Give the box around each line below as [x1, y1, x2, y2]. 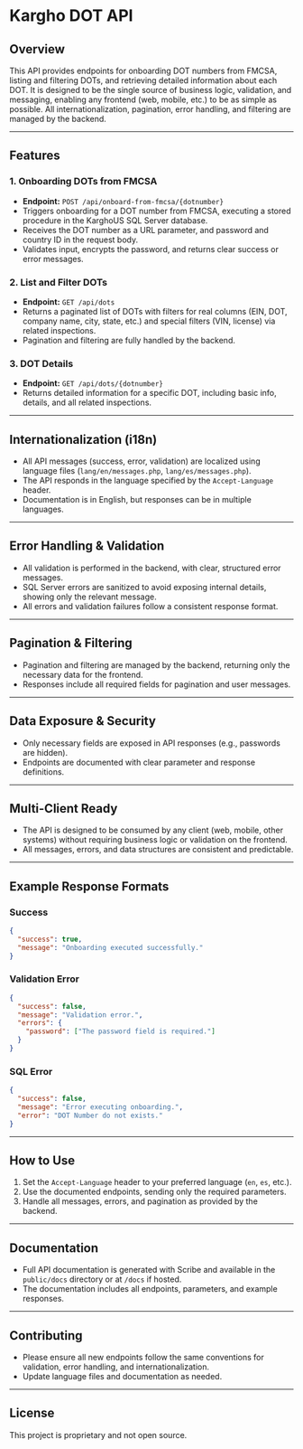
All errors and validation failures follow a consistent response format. [22, 600, 279, 611]
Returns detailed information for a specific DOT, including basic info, [22, 388, 277, 399]
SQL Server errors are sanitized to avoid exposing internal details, [22, 581, 267, 592]
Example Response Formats [9, 879, 170, 894]
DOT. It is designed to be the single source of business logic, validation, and [9, 85, 292, 95]
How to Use [9, 1153, 76, 1169]
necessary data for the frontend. [22, 669, 143, 680]
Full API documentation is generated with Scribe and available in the [22, 1265, 276, 1275]
